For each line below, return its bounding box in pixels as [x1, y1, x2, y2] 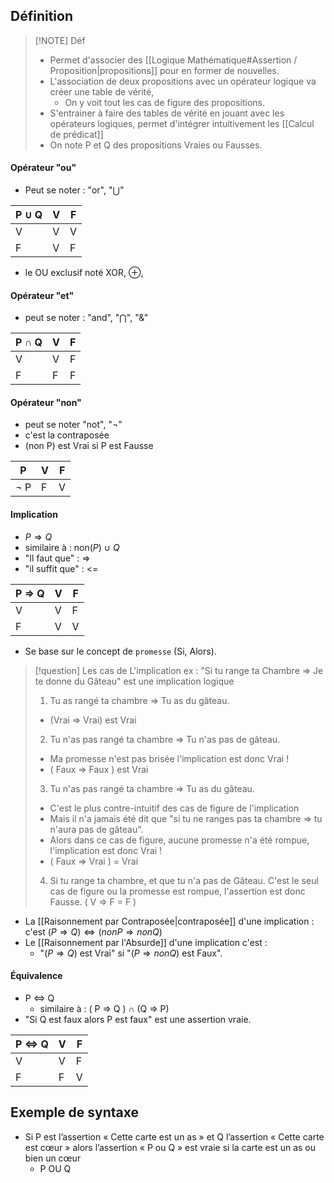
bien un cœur [24, 1152, 82, 1164]
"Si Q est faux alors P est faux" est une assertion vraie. [24, 1013, 252, 1025]
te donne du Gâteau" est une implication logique [34, 675, 235, 687]
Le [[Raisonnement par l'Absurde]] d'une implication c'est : [24, 936, 268, 948]
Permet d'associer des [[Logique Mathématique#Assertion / [49, 54, 298, 66]
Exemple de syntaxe [10, 1104, 140, 1121]
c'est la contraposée [24, 429, 110, 441]
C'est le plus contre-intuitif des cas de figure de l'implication [49, 802, 300, 814]
